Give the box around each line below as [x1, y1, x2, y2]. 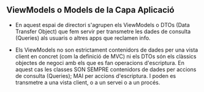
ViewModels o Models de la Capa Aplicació [6, 5, 175, 15]
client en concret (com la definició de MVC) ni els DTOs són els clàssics [15, 52, 197, 60]
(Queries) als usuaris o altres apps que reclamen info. [15, 34, 151, 42]
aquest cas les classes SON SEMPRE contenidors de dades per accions [15, 66, 197, 73]
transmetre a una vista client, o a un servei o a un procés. [15, 79, 161, 86]
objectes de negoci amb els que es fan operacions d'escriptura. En [15, 59, 185, 66]
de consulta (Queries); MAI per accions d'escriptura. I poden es [15, 72, 176, 79]
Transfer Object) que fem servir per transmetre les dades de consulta [15, 28, 191, 35]
